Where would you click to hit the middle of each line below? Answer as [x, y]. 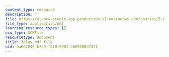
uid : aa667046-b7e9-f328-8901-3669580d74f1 [52, 47]
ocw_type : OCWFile [24, 33]
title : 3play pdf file [29, 42]
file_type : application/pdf [35, 24]
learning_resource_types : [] [36, 28]
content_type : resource [30, 10]
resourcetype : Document [30, 38]
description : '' [22, 14]
